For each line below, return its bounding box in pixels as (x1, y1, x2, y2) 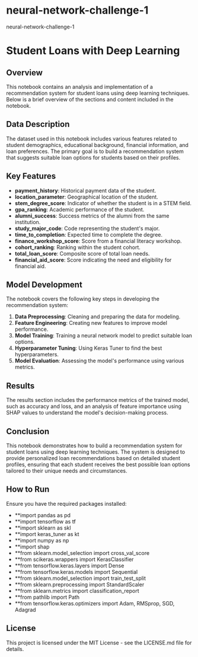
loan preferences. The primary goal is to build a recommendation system (6, 148, 184, 155)
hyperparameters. (14, 351, 59, 358)
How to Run (6, 484, 50, 495)
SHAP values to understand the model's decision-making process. (6, 409, 169, 416)
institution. (14, 218, 41, 225)
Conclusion (6, 426, 50, 436)
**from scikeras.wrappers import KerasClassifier (14, 556, 134, 563)
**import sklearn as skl (14, 524, 71, 531)
